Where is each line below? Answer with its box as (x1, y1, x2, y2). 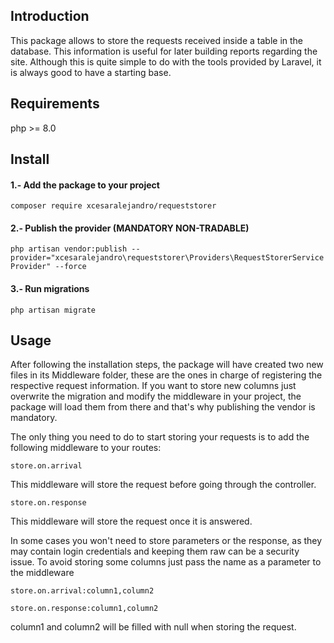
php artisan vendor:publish (10, 244, 128, 254)
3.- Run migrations (10, 283, 90, 295)
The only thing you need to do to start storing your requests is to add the (10, 431, 310, 443)
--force (54, 262, 87, 272)
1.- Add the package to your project (10, 179, 160, 191)
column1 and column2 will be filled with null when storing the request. (10, 621, 297, 633)
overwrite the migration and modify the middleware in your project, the (10, 390, 302, 403)
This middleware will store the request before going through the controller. (10, 479, 317, 491)
